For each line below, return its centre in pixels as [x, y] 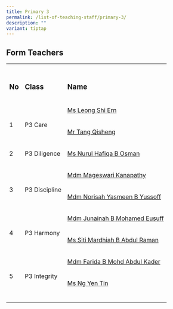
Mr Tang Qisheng [91, 132]
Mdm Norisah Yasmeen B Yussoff [114, 196]
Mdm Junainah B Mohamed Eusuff [115, 218]
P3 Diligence [43, 153]
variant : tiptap [26, 28]
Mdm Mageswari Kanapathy [106, 175]
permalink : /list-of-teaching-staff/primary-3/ [67, 17]
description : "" [26, 23]
